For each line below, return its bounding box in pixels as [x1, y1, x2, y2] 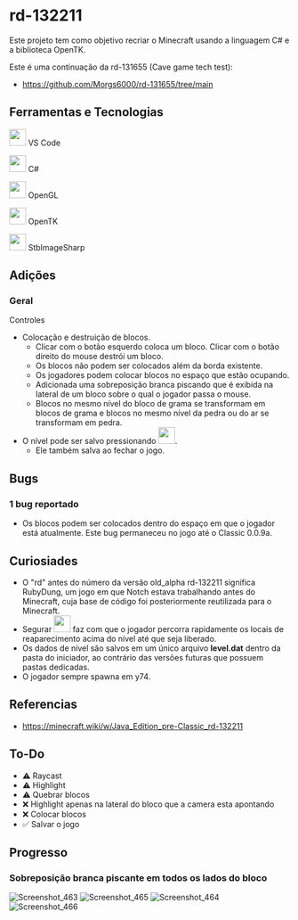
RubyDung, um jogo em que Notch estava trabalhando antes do [21, 586, 256, 597]
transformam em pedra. [35, 417, 123, 428]
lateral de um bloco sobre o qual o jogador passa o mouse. [35, 389, 252, 399]
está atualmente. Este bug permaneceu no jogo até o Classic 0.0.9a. [21, 528, 273, 538]
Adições [9, 268, 56, 283]
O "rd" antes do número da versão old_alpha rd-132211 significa [21, 577, 256, 587]
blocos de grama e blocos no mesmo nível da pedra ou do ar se [35, 407, 270, 419]
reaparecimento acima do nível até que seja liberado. [21, 633, 217, 644]
